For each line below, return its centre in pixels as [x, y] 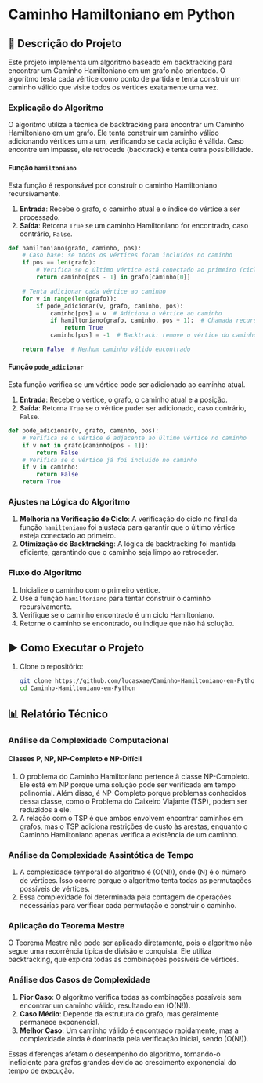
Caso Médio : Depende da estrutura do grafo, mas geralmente [119, 1013]
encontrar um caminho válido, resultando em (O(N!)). [105, 1005]
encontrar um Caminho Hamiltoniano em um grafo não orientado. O [117, 71]
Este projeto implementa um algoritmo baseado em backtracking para [121, 62]
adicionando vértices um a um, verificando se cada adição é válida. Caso [126, 141]
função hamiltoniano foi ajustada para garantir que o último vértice [127, 527]
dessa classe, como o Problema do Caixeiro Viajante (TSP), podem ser [133, 801]
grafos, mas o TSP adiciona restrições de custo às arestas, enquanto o [133, 826]
